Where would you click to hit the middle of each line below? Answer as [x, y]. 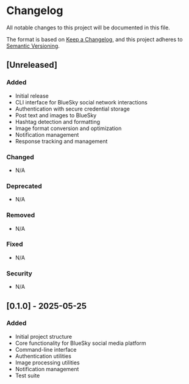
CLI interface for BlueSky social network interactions [81, 102]
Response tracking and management [61, 141]
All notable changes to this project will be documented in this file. [88, 27]
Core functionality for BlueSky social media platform [80, 343]
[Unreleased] [32, 65]
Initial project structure [44, 336]
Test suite [27, 375]
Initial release [32, 96]
